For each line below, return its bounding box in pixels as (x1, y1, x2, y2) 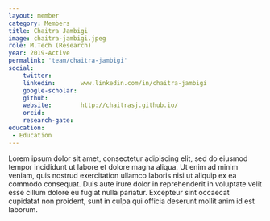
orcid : (23, 109, 45, 117)
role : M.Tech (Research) (8, 42, 92, 50)
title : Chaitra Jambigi (8, 27, 89, 35)
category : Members (8, 19, 70, 27)
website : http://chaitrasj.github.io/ (23, 101, 179, 109)
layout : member (8, 11, 60, 20)
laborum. (8, 204, 39, 214)
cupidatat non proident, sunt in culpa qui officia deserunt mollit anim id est (8, 196, 255, 206)
